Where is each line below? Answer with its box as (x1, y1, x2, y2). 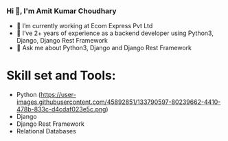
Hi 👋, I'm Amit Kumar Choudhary (6, 6, 117, 16)
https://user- (40, 91, 76, 99)
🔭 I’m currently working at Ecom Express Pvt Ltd (16, 22, 153, 30)
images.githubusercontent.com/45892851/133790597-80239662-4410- (16, 98, 221, 106)
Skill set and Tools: (6, 68, 116, 83)
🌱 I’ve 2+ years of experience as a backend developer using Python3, (16, 29, 214, 37)
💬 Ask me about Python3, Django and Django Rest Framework (16, 44, 192, 52)
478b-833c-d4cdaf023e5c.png (16, 105, 106, 113)
